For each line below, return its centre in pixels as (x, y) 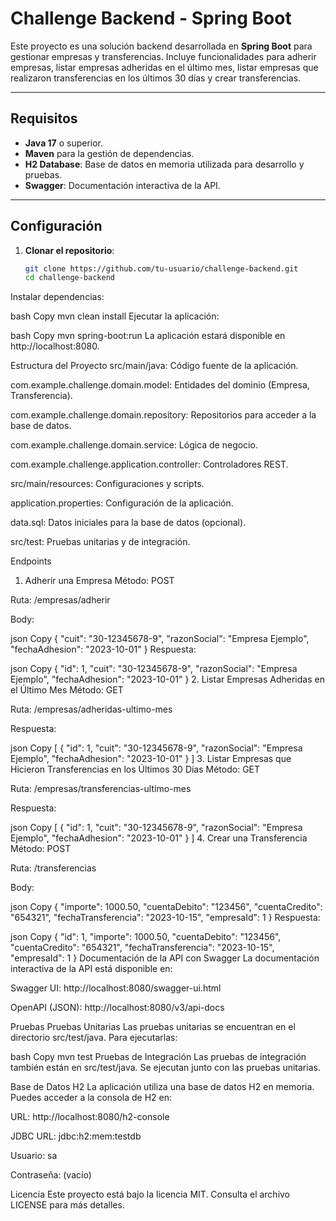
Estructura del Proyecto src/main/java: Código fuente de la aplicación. (154, 366)
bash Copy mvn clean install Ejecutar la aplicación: (115, 316)
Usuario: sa (34, 1156)
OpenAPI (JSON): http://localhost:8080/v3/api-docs (117, 1008)
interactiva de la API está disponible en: (91, 969)
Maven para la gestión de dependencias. (109, 153)
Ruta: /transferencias (53, 868)
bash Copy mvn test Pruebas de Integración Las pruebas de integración (158, 1057)
